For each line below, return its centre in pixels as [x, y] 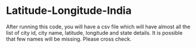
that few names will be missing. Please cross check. [69, 39]
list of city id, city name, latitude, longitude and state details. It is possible [94, 32]
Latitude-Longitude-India [69, 11]
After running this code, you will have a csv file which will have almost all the [98, 27]
